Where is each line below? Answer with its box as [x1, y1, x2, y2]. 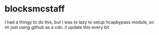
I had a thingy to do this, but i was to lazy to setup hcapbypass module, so [4, 19, 155, 25]
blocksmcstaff [4, 3, 65, 14]
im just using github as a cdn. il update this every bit [4, 24, 110, 30]
